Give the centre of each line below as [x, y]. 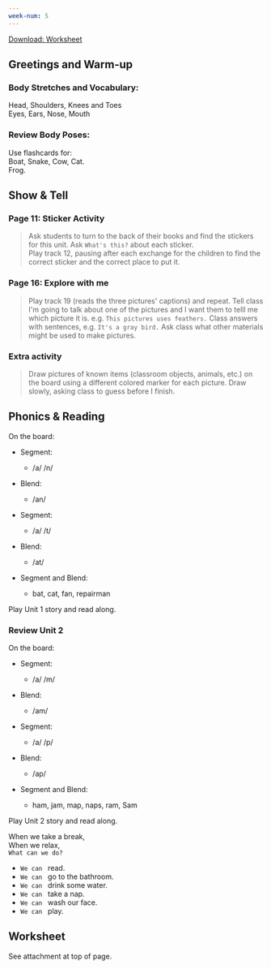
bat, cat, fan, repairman [71, 593]
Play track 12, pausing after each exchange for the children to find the [144, 253]
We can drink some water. [64, 885]
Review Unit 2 [36, 630]
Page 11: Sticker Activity [57, 218]
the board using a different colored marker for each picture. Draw [137, 382]
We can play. [42, 911]
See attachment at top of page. [60, 956]
